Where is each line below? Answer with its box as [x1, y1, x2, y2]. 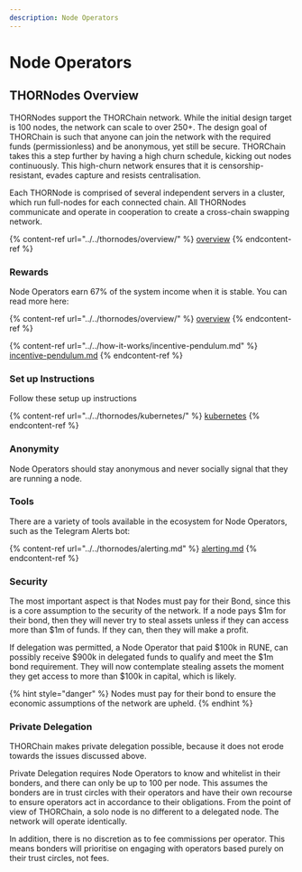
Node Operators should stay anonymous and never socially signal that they [9, 463, 288, 474]
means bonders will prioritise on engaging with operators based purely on [9, 843, 284, 854]
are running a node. [9, 473, 83, 483]
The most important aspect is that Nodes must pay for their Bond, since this [9, 595, 291, 606]
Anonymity [9, 443, 59, 455]
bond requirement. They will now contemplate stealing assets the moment [9, 661, 284, 672]
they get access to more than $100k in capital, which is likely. [9, 670, 237, 682]
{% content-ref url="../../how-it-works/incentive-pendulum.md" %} [9, 340, 259, 351]
